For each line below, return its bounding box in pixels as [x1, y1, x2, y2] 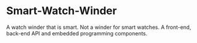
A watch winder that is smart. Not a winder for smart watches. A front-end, [6, 24, 192, 31]
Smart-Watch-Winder [6, 4, 117, 18]
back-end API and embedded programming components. [6, 29, 148, 37]
